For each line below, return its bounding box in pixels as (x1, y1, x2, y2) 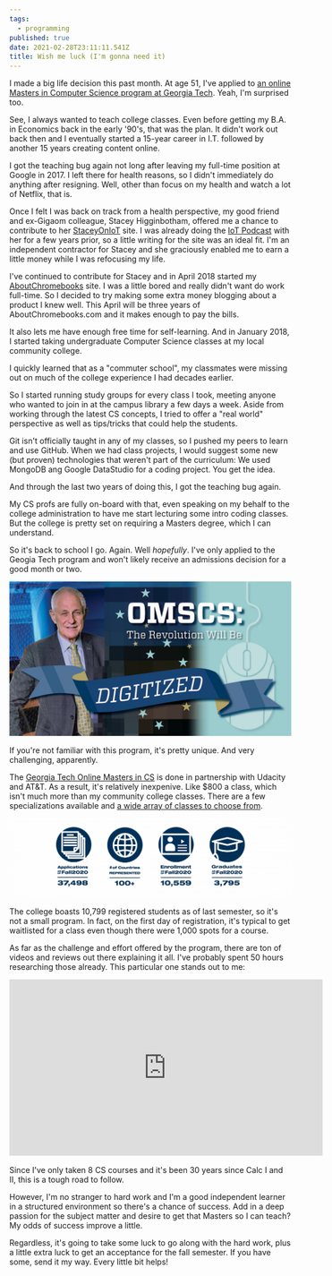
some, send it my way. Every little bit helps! (9, 1256, 168, 1267)
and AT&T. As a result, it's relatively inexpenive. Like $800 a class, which (9, 781, 277, 792)
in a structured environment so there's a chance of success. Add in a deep (9, 1201, 285, 1212)
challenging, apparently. (9, 754, 98, 765)
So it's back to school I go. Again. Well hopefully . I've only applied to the (9, 544, 276, 555)
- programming (17, 23, 70, 33)
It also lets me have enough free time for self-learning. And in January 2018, (9, 327, 290, 338)
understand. (9, 527, 55, 538)
